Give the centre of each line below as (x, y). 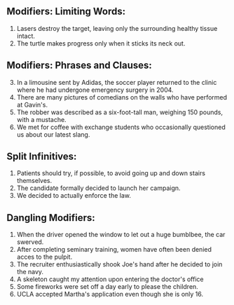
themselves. (34, 181)
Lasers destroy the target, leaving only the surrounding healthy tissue (117, 28)
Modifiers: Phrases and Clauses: (79, 66)
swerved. (30, 242)
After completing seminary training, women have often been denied (114, 250)
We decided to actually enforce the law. (74, 196)
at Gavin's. (32, 104)
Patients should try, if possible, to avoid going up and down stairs (111, 173)
